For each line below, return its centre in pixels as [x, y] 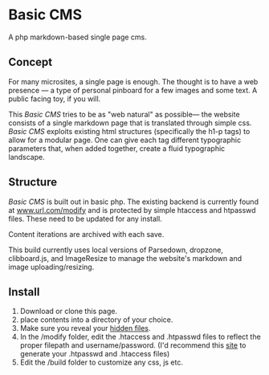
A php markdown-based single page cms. [77, 37]
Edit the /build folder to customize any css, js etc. [101, 362]
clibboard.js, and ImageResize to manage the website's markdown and [125, 258]
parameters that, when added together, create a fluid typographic [117, 148]
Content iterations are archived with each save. [86, 234]
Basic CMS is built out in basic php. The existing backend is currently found [134, 202]
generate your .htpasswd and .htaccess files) [95, 354]
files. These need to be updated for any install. [85, 218]
